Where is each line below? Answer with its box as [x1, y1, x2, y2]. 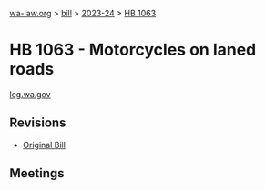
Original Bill [22, 139, 66, 150]
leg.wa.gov [9, 88, 52, 99]
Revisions [9, 115, 66, 131]
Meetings [9, 165, 66, 181]
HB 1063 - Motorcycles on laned [9, 40, 257, 60]
